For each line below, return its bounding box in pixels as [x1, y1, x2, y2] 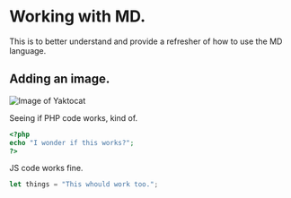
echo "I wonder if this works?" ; [9, 138, 135, 147]
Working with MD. [9, 6, 146, 27]
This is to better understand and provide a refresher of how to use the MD [9, 36, 283, 47]
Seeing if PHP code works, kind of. [9, 112, 138, 123]
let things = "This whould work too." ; [9, 180, 159, 189]
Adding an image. [9, 72, 110, 87]
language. [9, 45, 47, 56]
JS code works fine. [9, 163, 84, 174]
